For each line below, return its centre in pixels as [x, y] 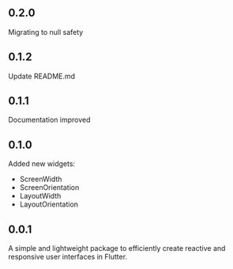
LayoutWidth [40, 196]
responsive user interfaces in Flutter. [68, 257]
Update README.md [42, 76]
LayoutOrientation [49, 204]
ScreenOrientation [49, 188]
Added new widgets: [42, 164]
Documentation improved [49, 120]
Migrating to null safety [46, 32]
